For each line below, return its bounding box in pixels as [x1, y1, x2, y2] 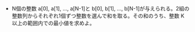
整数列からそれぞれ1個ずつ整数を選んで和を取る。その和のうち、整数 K [11, 12, 185, 19]
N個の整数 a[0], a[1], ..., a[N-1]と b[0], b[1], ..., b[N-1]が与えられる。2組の [11, 5, 190, 12]
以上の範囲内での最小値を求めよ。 [11, 20, 95, 26]
